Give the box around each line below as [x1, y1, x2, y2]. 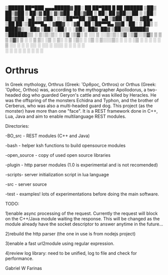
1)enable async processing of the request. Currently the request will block [5, 210, 158, 216]
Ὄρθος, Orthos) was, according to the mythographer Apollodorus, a [5, 87, 146, 93]
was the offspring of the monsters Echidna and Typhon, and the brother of [5, 97, 159, 103]
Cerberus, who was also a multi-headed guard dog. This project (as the [5, 103, 153, 109]
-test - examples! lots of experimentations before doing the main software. [5, 191, 159, 197]
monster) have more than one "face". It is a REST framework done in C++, [5, 108, 158, 114]
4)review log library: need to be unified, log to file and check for [5, 250, 137, 256]
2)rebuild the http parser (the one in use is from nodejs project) [5, 230, 136, 236]
